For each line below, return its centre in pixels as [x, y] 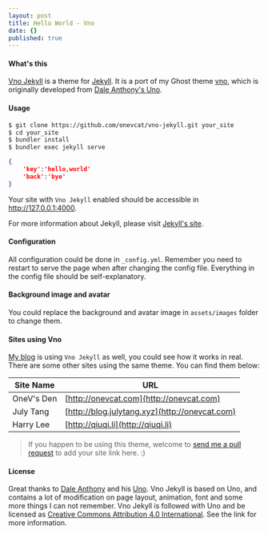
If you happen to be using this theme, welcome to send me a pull [134, 444]
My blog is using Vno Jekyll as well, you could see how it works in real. [126, 357]
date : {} [23, 30]
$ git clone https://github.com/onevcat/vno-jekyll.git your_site [121, 125]
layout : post [30, 16]
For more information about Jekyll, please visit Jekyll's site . [106, 223]
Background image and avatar [59, 295]
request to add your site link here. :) [86, 453]
